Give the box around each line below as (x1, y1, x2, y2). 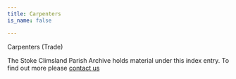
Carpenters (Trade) (7, 42, 63, 51)
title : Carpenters (7, 10, 61, 18)
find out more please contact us (7, 63, 100, 72)
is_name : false (7, 17, 52, 24)
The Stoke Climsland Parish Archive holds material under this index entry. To (7, 56, 230, 64)
